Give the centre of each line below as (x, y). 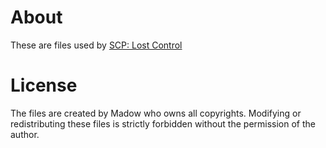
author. (25, 134)
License (44, 85)
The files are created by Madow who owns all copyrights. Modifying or (156, 113)
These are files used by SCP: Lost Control (96, 45)
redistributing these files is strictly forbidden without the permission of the (163, 123)
